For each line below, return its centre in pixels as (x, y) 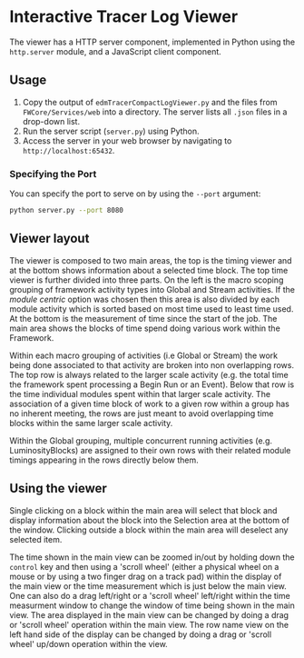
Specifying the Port (53, 174)
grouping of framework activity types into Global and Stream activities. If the (152, 289)
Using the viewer (58, 489)
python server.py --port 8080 (67, 211)
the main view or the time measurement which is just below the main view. (148, 586)
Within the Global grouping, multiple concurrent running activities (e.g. (141, 440)
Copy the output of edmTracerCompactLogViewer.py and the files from (150, 102)
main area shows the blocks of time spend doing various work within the (145, 328)
